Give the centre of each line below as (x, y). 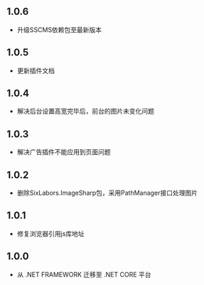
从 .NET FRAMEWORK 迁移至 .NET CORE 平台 (84, 274)
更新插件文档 (36, 70)
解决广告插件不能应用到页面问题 (64, 152)
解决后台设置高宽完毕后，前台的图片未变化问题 (85, 111)
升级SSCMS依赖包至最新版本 (59, 29)
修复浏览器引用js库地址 (50, 233)
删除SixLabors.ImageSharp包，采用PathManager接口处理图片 (107, 193)
